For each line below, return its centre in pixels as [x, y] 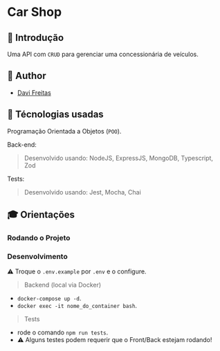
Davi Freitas [34, 92]
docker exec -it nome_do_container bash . [77, 306]
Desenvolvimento [37, 256]
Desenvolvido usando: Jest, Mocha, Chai [83, 192]
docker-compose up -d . [49, 298]
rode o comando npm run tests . [63, 332]
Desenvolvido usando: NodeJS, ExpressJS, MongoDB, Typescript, [118, 158]
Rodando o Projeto [39, 237]
